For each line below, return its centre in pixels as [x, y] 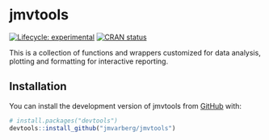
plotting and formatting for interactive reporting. [89, 61]
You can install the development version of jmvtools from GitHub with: [125, 105]
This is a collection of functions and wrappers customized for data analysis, [135, 52]
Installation [38, 86]
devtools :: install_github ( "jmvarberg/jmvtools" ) [92, 128]
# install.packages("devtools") [63, 121]
